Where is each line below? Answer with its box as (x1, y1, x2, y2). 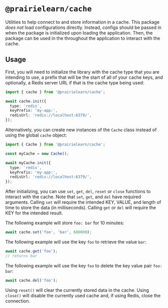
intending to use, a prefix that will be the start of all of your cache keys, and (5, 74, 163, 80)
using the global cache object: (5, 132, 67, 138)
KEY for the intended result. (5, 210, 63, 216)
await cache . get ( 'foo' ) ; (5, 249, 58, 254)
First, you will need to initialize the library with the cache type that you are (5, 69, 160, 75)
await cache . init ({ (5, 99, 47, 104)
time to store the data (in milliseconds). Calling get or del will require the (5, 205, 156, 211)
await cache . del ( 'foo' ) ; (5, 278, 58, 283)
